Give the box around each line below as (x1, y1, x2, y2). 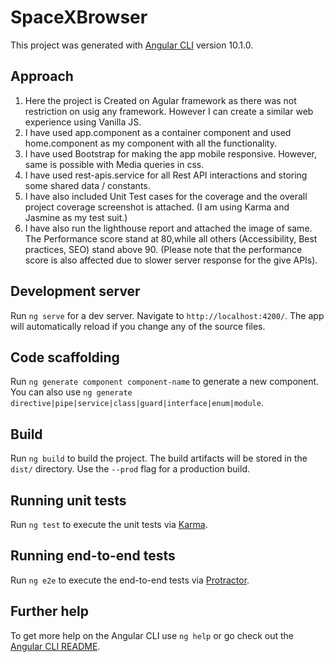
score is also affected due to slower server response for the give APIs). (24, 254, 318, 266)
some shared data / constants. (24, 179, 151, 191)
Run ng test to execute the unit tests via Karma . (10, 519, 208, 530)
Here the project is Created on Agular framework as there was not (24, 94, 297, 106)
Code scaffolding (10, 349, 120, 366)
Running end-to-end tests (10, 547, 176, 565)
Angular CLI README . (10, 640, 101, 652)
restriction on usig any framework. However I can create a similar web (24, 105, 314, 117)
